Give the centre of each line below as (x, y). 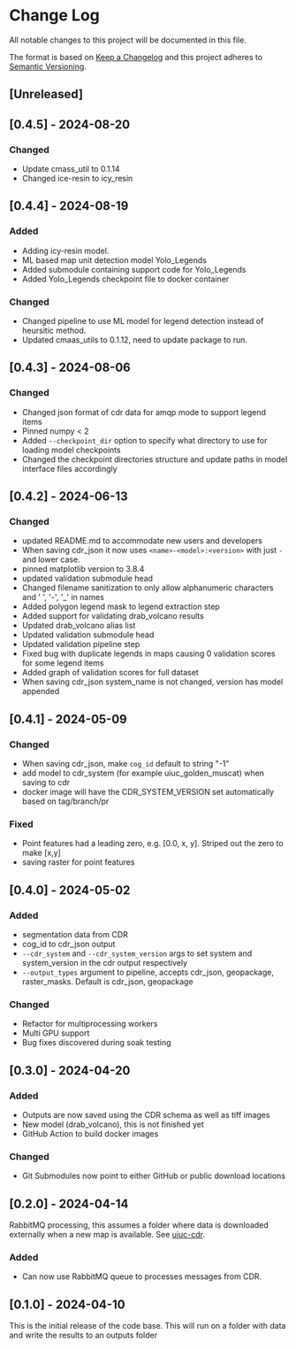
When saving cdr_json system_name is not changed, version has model (152, 682)
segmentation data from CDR (75, 935)
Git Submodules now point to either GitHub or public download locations (153, 1176)
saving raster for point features (78, 862)
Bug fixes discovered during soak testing (96, 1043)
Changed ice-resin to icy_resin (77, 179)
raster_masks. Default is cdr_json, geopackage (107, 982)
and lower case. (51, 559)
